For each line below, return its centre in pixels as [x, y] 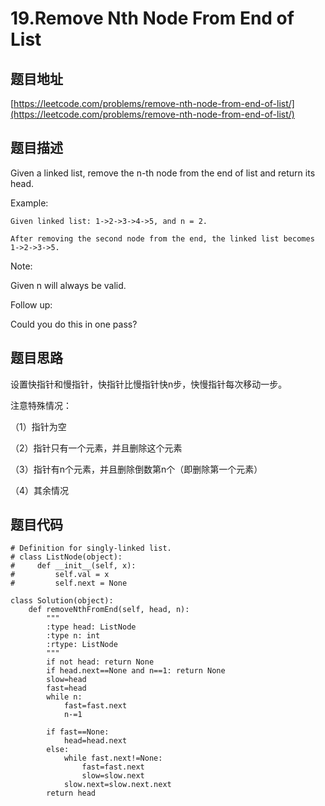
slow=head [66, 680]
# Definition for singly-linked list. [91, 548]
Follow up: [31, 304]
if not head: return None [100, 662]
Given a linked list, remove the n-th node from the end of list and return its [163, 173]
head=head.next [95, 741]
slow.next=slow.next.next [117, 785]
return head [71, 793]
